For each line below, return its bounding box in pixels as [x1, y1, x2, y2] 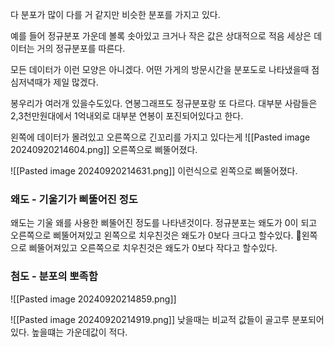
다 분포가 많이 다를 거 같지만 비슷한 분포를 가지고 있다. [10, 9, 221, 20]
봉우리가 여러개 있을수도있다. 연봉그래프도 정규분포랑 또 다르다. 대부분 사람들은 [10, 98, 318, 109]
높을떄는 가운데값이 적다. [31, 326, 128, 338]
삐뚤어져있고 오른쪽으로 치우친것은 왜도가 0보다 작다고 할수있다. [28, 242, 278, 254]
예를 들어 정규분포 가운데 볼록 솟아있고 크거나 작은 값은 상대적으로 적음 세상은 [10, 30, 312, 42]
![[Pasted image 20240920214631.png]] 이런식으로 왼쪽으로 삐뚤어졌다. [10, 165, 298, 177]
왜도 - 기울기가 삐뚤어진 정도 [10, 192, 138, 206]
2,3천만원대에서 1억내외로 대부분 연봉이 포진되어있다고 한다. [10, 110, 244, 122]
